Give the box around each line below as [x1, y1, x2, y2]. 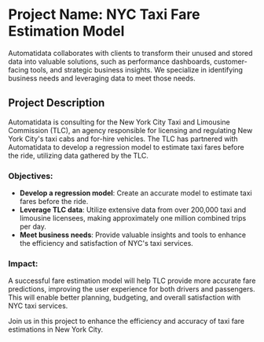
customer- [213, 57, 247, 66]
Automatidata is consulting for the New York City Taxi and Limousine [8, 117, 230, 127]
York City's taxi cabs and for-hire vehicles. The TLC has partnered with [8, 134, 238, 143]
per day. [19, 222, 47, 232]
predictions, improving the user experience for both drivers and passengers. [8, 284, 255, 294]
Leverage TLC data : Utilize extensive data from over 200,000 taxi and [19, 205, 247, 214]
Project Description [8, 96, 105, 110]
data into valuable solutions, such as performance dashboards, [8, 57, 212, 66]
